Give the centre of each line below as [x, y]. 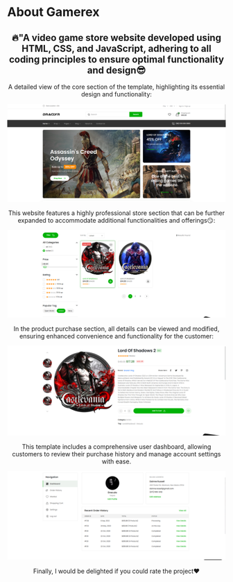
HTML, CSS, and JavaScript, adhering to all [116, 48]
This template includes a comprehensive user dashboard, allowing [116, 446]
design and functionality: [116, 94]
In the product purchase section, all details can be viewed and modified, [116, 329]
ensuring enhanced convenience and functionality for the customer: [116, 336]
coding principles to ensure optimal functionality [116, 59]
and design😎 [116, 70]
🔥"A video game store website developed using [116, 38]
